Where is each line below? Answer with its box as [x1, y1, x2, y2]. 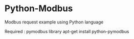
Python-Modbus [4, 3, 73, 14]
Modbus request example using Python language [4, 19, 104, 25]
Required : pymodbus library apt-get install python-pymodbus [4, 28, 129, 34]
